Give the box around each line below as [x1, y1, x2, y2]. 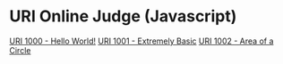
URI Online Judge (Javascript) [9, 6, 237, 27]
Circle [9, 44, 31, 55]
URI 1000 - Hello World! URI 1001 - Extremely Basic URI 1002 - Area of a [9, 36, 274, 46]
